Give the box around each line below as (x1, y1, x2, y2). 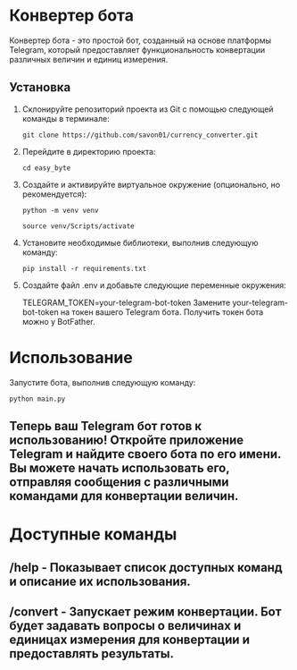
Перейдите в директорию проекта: (21, 146, 156, 157)
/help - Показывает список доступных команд (9, 560, 283, 575)
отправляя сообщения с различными (9, 475, 229, 490)
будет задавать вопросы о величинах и (9, 618, 242, 633)
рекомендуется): (21, 189, 87, 199)
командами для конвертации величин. (9, 488, 239, 504)
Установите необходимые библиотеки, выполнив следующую (21, 237, 259, 248)
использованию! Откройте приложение (9, 433, 244, 448)
